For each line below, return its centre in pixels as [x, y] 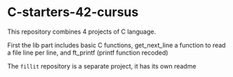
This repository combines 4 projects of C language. [82, 31]
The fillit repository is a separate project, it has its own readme [102, 66]
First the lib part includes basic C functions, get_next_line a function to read [116, 45]
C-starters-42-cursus [73, 12]
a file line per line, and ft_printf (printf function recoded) [88, 52]
